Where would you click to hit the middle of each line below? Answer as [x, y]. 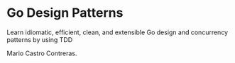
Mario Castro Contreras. [42, 53]
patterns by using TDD [40, 39]
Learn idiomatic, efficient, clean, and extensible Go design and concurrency [117, 32]
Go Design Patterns [65, 13]
